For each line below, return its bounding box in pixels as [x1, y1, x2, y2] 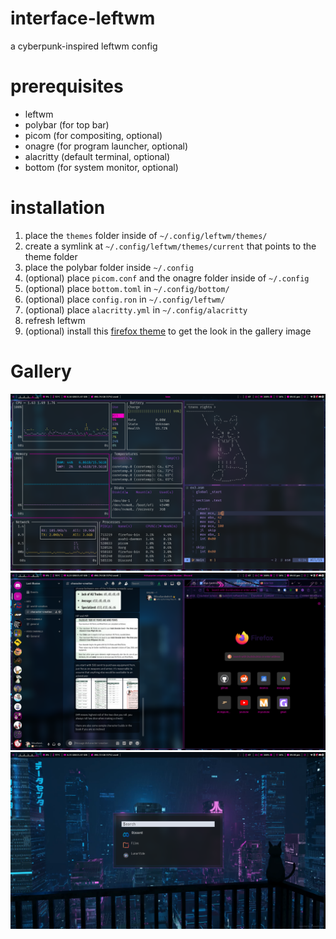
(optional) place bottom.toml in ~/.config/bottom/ [24, 282, 230, 294]
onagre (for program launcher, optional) [24, 140, 189, 152]
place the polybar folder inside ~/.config [24, 261, 194, 273]
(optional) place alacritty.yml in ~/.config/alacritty [24, 303, 248, 316]
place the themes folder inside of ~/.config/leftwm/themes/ [24, 229, 268, 241]
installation [10, 197, 106, 219]
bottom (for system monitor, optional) [24, 161, 179, 173]
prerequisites [10, 75, 124, 98]
